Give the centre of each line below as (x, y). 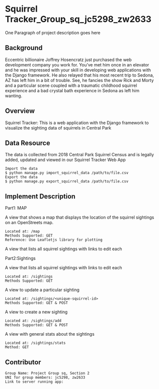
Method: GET (17, 347)
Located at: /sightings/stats (36, 343)
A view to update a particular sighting (42, 290)
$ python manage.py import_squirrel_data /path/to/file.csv (67, 173)
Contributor (23, 362)
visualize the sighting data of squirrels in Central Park (58, 128)
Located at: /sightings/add (33, 321)
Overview (20, 111)
